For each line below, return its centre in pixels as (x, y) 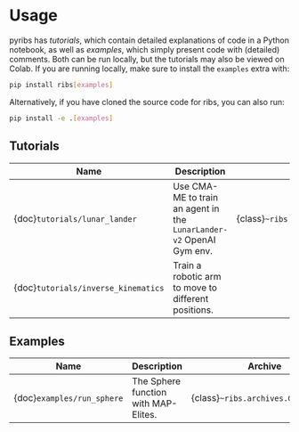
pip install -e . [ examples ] (61, 118)
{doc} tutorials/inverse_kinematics (89, 288)
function (149, 393)
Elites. (145, 415)
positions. (193, 310)
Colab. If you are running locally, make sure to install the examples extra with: (149, 69)
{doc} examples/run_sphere (69, 398)
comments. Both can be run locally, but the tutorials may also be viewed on (147, 59)
